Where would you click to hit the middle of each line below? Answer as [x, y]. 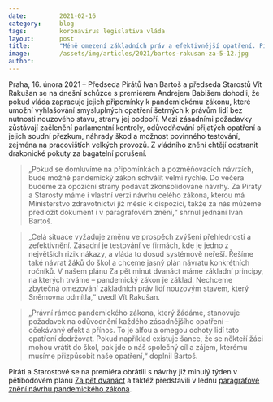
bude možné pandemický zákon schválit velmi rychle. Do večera [136, 177]
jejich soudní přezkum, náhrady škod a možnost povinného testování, [124, 136]
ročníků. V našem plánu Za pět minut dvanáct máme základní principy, [146, 271]
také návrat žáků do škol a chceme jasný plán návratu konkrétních [139, 262]
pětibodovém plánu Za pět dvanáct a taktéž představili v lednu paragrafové [134, 380]
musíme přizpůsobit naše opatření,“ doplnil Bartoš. [113, 356]
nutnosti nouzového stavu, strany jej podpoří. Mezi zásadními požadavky [130, 119]
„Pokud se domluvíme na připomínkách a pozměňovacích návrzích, [141, 169]
